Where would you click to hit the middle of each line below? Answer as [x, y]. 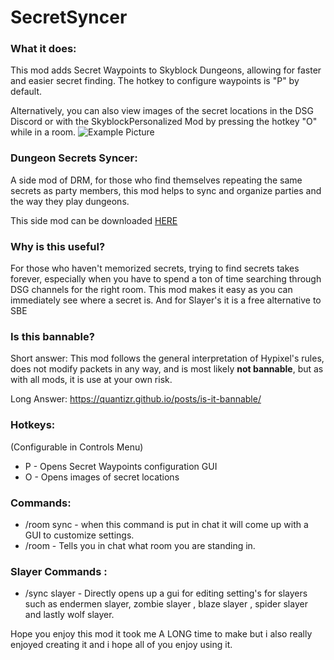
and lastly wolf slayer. [69, 615]
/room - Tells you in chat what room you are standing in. [140, 545]
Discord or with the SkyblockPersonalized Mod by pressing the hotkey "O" [164, 122]
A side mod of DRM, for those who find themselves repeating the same [156, 180]
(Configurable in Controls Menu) [77, 447]
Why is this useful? [58, 246]
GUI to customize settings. [79, 535]
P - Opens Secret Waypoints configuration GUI [121, 466]
